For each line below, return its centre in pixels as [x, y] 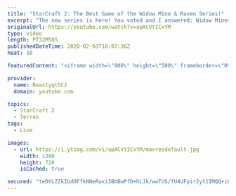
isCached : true [42, 169]
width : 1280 [37, 156]
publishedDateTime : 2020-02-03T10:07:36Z [69, 46]
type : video [25, 33]
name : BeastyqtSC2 [41, 85]
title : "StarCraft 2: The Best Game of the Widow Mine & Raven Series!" [116, 14]
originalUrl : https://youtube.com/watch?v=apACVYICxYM [89, 27]
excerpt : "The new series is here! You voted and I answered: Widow [110, 20]
